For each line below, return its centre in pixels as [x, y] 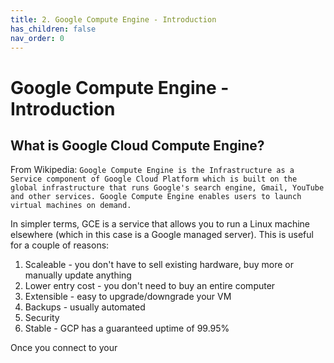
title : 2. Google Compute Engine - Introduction [113, 19]
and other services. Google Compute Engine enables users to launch [156, 197]
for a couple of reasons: [60, 245]
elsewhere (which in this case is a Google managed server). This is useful [162, 235]
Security [42, 318]
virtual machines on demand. [71, 206]
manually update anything [78, 275]
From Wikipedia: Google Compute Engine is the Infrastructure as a [152, 170]
